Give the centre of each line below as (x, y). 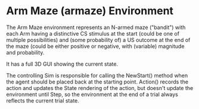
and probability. (25, 52)
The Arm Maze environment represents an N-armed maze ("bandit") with (96, 27)
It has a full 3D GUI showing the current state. (62, 64)
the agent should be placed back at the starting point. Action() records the (97, 82)
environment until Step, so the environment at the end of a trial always (92, 94)
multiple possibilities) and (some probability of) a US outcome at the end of (98, 40)
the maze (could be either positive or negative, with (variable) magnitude (95, 46)
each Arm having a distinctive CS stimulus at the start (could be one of (93, 33)
